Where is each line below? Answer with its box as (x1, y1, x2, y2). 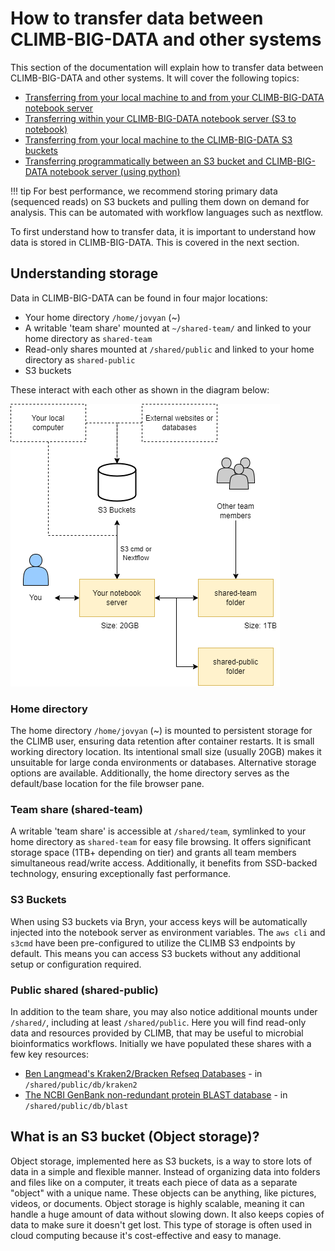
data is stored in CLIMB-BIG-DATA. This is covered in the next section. (10, 236, 300, 248)
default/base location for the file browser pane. (10, 778, 205, 790)
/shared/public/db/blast (24, 1101, 129, 1111)
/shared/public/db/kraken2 (24, 1080, 138, 1090)
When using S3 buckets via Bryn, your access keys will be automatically (10, 915, 308, 927)
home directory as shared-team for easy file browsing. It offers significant (10, 836, 312, 848)
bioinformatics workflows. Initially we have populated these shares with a (10, 1037, 312, 1049)
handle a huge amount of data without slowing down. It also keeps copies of (10, 1208, 325, 1220)
